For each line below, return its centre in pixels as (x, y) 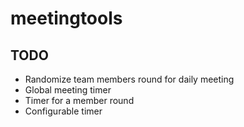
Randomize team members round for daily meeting (129, 79)
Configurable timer (63, 111)
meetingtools (66, 18)
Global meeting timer (68, 90)
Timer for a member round (79, 100)
